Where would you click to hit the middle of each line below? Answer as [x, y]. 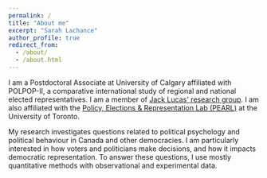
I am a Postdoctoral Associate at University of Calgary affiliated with [120, 82]
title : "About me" [39, 23]
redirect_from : [33, 45]
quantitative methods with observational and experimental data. [113, 165]
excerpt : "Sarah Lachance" [53, 30]
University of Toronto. [44, 116]
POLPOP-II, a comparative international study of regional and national [122, 91]
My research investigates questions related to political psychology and [124, 131]
